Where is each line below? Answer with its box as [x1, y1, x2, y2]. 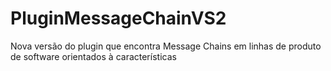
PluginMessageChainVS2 [10, 7, 227, 30]
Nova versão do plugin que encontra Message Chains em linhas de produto [10, 40, 322, 52]
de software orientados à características [10, 50, 177, 62]
